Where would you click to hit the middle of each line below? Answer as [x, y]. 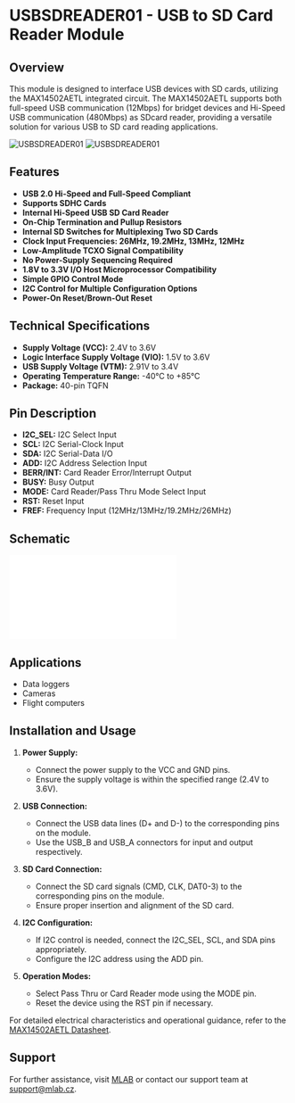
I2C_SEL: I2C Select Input [70, 435]
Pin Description [53, 414]
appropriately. [61, 949]
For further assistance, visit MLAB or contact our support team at [129, 1079]
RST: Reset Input [53, 502]
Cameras [39, 693]
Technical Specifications [80, 326]
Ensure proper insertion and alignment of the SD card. [135, 905]
